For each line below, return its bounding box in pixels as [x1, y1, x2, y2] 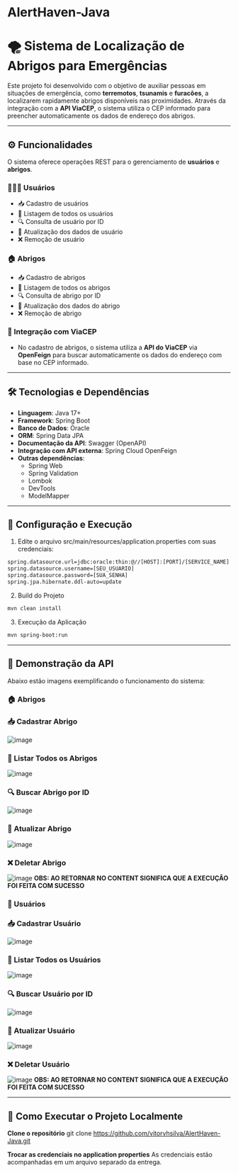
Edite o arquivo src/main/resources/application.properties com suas [17, 537, 216, 546]
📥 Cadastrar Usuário [7, 919, 81, 928]
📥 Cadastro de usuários [17, 199, 89, 208]
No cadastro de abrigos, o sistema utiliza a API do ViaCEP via [17, 343, 198, 352]
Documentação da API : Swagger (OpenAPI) [17, 439, 147, 447]
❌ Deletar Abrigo [7, 858, 67, 868]
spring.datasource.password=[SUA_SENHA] [7, 572, 129, 579]
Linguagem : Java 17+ [17, 408, 81, 417]
